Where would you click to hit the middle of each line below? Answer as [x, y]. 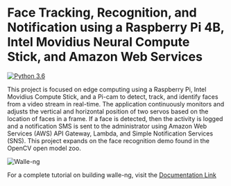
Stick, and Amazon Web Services [105, 57]
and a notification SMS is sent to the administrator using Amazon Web [107, 126]
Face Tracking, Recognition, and [102, 13]
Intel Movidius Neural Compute [99, 42]
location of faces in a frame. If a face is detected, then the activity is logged [115, 118]
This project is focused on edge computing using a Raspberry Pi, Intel [107, 89]
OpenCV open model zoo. [44, 148]
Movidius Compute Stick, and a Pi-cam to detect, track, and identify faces [113, 96]
